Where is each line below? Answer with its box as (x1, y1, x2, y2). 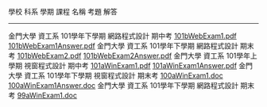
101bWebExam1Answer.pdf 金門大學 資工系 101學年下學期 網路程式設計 (8, 41, 238, 50)
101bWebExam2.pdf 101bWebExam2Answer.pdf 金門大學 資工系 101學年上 (17, 51, 257, 60)
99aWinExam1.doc (17, 90, 78, 100)
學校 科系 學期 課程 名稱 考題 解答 (8, 7, 118, 16)
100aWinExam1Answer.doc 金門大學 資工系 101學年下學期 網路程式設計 (8, 81, 239, 90)
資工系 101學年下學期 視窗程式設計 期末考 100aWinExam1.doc (23, 71, 224, 80)
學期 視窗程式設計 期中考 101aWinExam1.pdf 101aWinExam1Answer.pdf (8, 61, 237, 70)
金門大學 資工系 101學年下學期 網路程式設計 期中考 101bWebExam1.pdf (8, 31, 237, 40)
